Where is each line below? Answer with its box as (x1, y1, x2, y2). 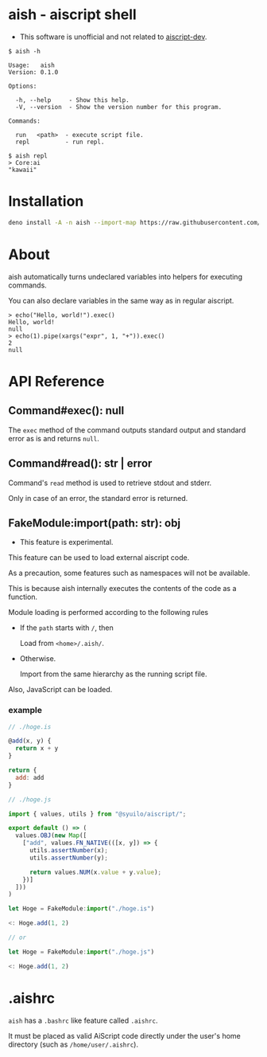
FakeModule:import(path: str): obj (8, 516, 181, 530)
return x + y (15, 745, 59, 753)
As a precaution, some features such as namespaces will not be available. (8, 568, 250, 578)
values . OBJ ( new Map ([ (15, 832, 87, 840)
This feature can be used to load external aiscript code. (8, 553, 190, 562)
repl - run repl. (15, 138, 105, 146)
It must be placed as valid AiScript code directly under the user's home (8, 1031, 241, 1040)
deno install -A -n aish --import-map (8, 218, 137, 226)
